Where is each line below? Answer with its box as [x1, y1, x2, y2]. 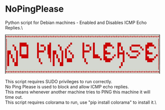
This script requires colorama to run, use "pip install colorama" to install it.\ [5, 99, 157, 106]
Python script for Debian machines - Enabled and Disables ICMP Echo [5, 20, 147, 25]
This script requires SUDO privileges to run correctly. [5, 79, 112, 85]
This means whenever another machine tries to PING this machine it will [5, 89, 151, 95]
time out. [5, 94, 23, 100]
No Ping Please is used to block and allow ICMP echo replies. [5, 84, 129, 90]
